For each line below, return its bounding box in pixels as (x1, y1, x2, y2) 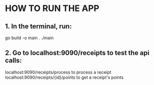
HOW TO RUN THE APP (5, 3, 99, 14)
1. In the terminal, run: (5, 22, 72, 30)
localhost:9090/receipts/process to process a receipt (5, 69, 111, 75)
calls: (5, 57, 22, 65)
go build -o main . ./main (5, 35, 54, 41)
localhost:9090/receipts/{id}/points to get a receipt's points (5, 74, 124, 80)
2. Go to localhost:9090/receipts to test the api (5, 49, 150, 57)
